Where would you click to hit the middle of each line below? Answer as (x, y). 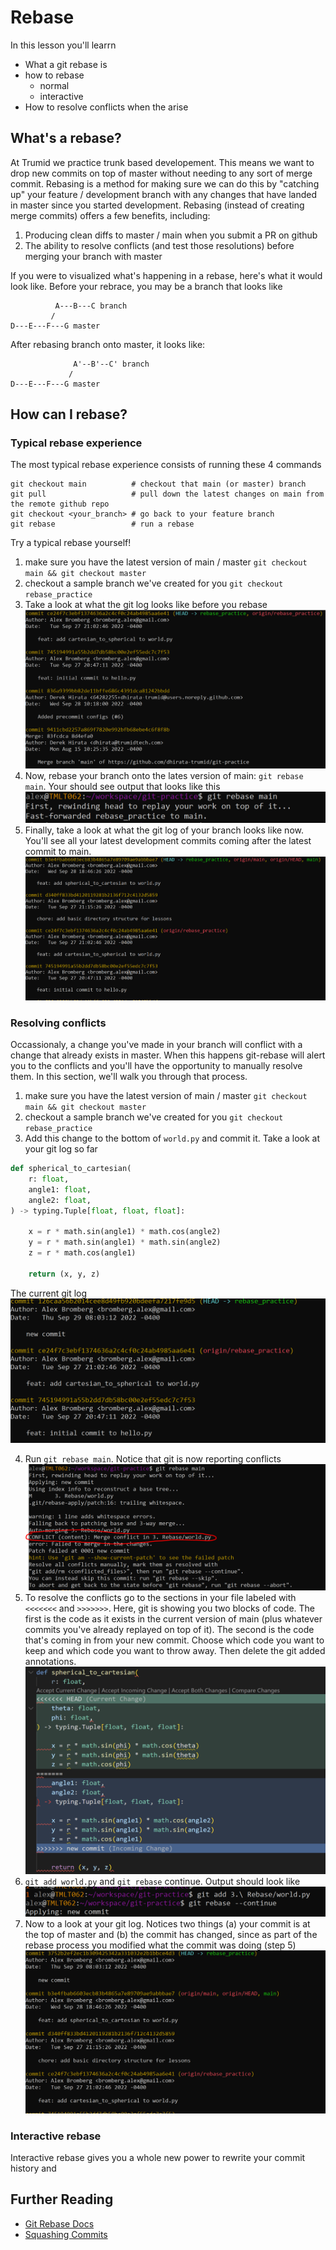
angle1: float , (60, 1189)
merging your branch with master (93, 256)
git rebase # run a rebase (102, 524)
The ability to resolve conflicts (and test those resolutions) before (159, 245)
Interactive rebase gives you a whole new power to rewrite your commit (158, 2158)
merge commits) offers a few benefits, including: (110, 215)
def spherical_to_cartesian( (71, 1169)
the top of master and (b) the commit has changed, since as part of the (171, 1935)
